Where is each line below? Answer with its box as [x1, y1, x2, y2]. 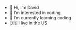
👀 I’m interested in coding [9, 10, 61, 15]
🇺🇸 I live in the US [9, 20, 47, 26]
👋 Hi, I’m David [9, 5, 39, 10]
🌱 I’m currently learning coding [9, 15, 72, 20]
